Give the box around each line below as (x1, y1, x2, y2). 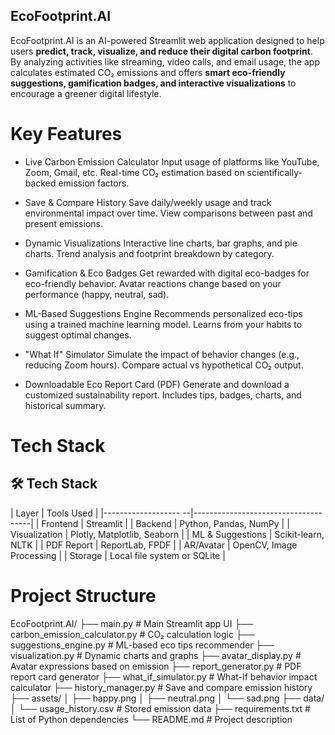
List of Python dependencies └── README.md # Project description (10, 713, 293, 725)
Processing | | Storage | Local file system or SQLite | (10, 549, 226, 561)
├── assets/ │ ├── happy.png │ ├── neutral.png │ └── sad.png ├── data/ (10, 692, 325, 704)
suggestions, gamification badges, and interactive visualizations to (10, 77, 297, 89)
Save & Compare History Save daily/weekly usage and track (24, 196, 272, 208)
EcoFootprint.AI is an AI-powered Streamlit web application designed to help (10, 34, 325, 46)
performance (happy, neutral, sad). (24, 288, 170, 300)
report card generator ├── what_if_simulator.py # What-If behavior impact (10, 670, 318, 683)
